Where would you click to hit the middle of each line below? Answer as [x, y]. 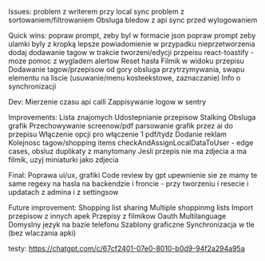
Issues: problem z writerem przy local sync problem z [97, 12]
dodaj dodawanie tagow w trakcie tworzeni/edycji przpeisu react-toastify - [131, 52]
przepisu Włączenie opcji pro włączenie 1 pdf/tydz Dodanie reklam [118, 134]
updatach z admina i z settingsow [63, 192]
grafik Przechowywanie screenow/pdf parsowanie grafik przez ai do [121, 126]
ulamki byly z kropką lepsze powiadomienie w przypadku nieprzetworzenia [132, 44]
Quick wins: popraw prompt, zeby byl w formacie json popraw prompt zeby [132, 36]
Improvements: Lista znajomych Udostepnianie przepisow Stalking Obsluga [132, 117]
